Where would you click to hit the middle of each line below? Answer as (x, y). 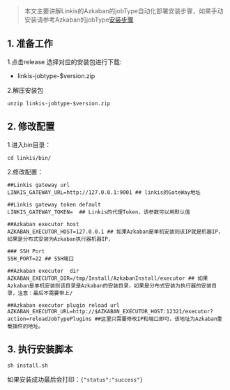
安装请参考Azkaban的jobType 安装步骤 (79, 20)
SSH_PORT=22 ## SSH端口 (41, 258)
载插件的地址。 (25, 326)
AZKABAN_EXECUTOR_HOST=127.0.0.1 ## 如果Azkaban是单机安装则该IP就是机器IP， (115, 232)
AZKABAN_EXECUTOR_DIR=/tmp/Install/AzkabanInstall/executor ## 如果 (108, 278)
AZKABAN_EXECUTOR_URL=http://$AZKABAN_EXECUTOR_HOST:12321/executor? (110, 311)
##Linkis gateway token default (54, 204)
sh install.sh (28, 366)
